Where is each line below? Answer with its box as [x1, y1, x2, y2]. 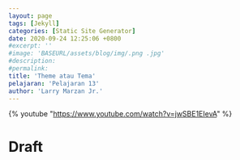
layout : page [8, 11, 53, 20]
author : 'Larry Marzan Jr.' [8, 86, 104, 95]
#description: [8, 57, 57, 65]
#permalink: [8, 65, 49, 73]
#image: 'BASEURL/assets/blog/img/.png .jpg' [8, 49, 165, 57]
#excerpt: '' [8, 42, 53, 50]
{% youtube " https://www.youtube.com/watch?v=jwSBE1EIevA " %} [8, 109, 233, 119]
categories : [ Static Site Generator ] [8, 27, 136, 35]
